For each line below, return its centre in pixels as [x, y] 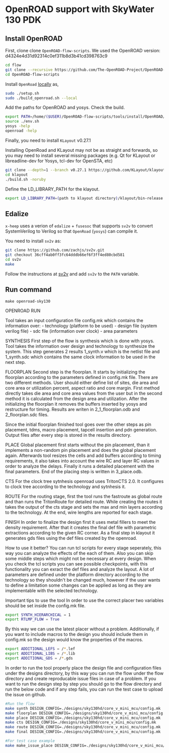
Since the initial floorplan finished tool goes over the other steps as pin [78, 424]
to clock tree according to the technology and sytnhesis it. [66, 487]
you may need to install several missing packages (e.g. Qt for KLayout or [80, 155]
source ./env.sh [22, 122]
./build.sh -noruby [26, 179]
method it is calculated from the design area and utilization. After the [76, 399]
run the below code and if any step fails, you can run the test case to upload [84, 689]
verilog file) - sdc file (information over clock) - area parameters [71, 331]
